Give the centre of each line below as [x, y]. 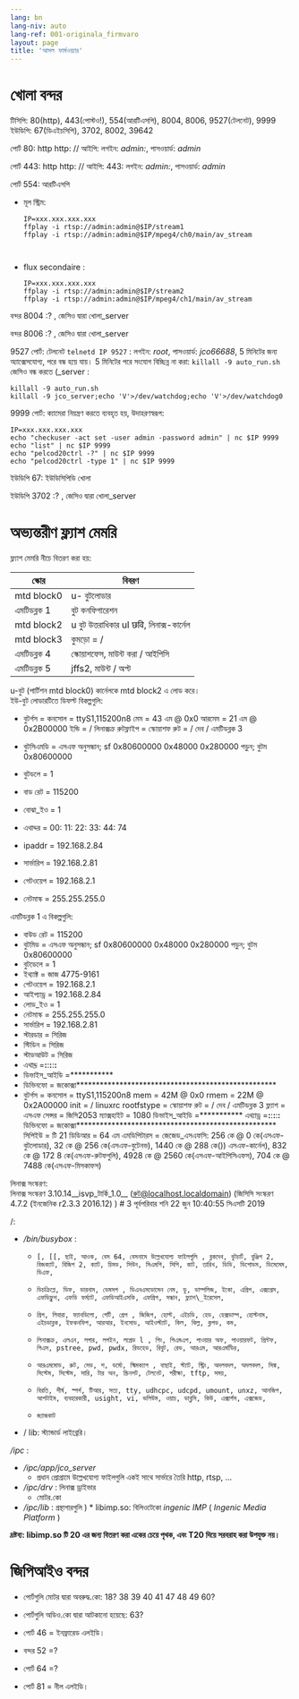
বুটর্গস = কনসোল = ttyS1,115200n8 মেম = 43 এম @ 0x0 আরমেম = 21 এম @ [140, 718]
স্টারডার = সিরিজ [45, 1034]
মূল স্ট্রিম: [34, 202]
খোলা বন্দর [36, 95]
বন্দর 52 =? [40, 1650]
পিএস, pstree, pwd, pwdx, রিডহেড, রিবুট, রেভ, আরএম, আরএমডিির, [138, 1348]
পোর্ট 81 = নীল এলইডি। [56, 1686]
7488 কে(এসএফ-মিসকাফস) [62, 1165]
